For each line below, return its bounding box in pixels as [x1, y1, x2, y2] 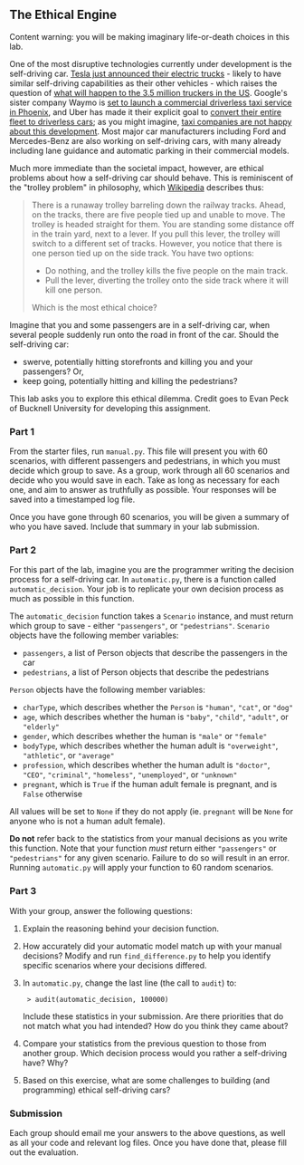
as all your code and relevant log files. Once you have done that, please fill [9, 1137, 288, 1148]
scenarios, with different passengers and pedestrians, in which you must [9, 456, 280, 467]
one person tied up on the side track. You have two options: [31, 247, 255, 258]
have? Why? [22, 1057, 69, 1068]
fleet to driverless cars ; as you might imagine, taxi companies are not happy [9, 116, 292, 127]
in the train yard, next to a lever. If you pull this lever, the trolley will [31, 228, 280, 239]
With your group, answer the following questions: [9, 905, 193, 916]
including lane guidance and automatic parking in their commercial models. [9, 145, 290, 156]
